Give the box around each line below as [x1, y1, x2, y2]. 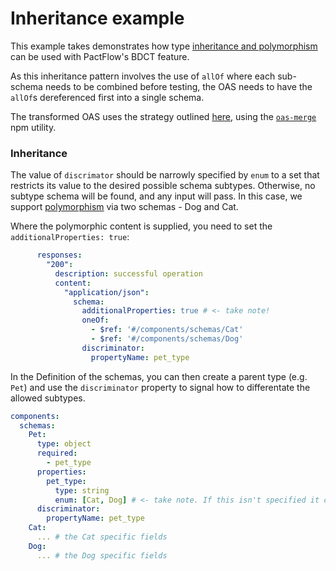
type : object [36, 439, 92, 449]
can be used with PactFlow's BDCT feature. [10, 50, 190, 62]
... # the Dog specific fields [36, 550, 168, 561]
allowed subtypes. [10, 392, 86, 404]
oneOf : [81, 315, 110, 326]
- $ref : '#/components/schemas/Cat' [90, 325, 244, 335]
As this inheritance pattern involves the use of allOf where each [10, 70, 276, 82]
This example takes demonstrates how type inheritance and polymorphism [10, 40, 318, 52]
